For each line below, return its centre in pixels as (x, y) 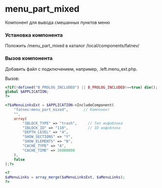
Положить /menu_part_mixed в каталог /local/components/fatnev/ (72, 46)
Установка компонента (34, 35)
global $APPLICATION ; (27, 92)
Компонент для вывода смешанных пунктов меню (58, 22)
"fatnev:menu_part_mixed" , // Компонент (62, 110)
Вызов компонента (29, 58)
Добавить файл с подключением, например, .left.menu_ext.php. (71, 69)
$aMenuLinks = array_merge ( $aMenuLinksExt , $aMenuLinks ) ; (65, 177)
